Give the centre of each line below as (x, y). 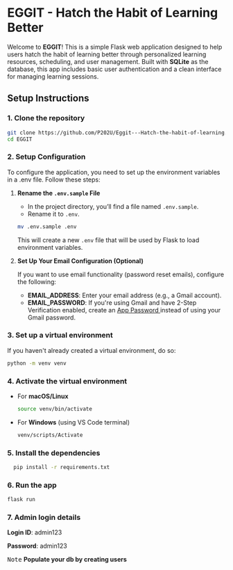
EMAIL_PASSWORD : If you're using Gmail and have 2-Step (112, 302)
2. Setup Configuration (46, 157)
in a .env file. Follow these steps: (54, 180)
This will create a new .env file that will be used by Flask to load (108, 240)
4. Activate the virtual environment (67, 381)
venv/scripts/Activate (50, 435)
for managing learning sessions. (53, 76)
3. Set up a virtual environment (60, 335)
